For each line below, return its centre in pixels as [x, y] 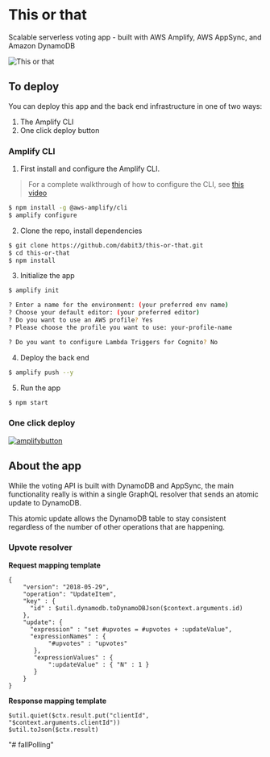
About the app [45, 466]
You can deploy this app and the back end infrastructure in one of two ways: [135, 106]
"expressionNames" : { [68, 636]
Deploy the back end [55, 357]
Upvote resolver [40, 547]
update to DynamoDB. [45, 502]
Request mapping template [54, 565]
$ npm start [28, 402]
